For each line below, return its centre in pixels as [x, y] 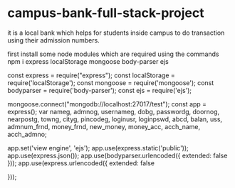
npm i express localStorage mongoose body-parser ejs [88, 61]
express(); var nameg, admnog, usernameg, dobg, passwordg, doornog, [114, 111]
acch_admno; [27, 134]
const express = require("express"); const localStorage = [92, 75]
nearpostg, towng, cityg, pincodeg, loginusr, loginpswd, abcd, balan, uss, [115, 119]
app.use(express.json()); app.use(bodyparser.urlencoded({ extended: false [117, 155]
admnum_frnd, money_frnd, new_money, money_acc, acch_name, [104, 126]
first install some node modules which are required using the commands [113, 54]
